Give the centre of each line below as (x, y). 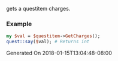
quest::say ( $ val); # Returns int (48, 42)
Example (19, 24)
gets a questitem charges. (38, 9)
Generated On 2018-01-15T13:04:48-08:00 (59, 53)
